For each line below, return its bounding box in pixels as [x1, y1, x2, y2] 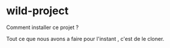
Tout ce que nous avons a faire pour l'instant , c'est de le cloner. [6, 35, 165, 42]
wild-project [6, 4, 69, 18]
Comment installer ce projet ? [6, 24, 79, 31]
